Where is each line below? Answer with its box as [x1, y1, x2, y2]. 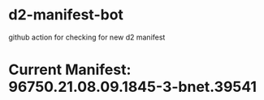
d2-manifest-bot [8, 6, 124, 24]
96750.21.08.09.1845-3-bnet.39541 [8, 78, 258, 96]
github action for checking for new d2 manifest [8, 32, 166, 42]
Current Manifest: [8, 60, 132, 79]
